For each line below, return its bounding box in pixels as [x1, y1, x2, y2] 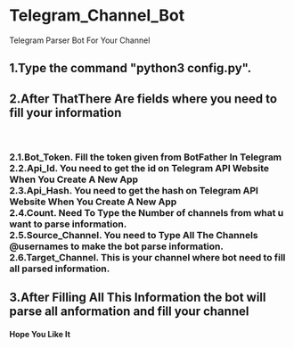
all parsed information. [9, 262, 110, 275]
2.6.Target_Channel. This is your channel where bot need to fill [9, 252, 286, 264]
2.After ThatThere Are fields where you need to [9, 91, 278, 106]
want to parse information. [9, 218, 127, 230]
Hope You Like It [9, 329, 71, 340]
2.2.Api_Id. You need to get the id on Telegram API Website [9, 162, 270, 175]
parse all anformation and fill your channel [9, 304, 249, 319]
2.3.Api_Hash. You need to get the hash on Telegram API [9, 185, 258, 197]
